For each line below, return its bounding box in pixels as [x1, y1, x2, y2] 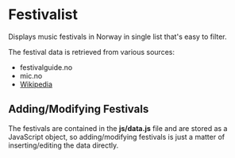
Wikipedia [19, 79, 53, 89]
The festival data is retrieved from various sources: [8, 47, 175, 56]
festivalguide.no [19, 62, 73, 72]
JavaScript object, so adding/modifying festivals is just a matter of [8, 132, 225, 141]
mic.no [19, 71, 43, 80]
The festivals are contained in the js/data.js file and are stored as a [8, 123, 228, 133]
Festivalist [8, 6, 78, 24]
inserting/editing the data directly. [8, 141, 119, 150]
